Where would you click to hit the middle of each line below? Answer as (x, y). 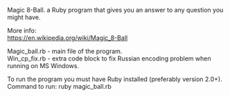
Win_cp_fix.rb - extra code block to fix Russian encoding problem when (109, 58)
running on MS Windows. (43, 66)
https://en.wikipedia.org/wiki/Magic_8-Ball (68, 38)
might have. (24, 17)
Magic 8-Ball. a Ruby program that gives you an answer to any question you (115, 10)
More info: (22, 31)
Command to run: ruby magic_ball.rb (60, 86)
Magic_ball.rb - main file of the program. (65, 51)
